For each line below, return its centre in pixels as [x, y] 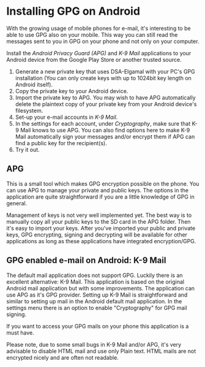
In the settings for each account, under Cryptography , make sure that [103, 123]
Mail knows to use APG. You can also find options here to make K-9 [105, 130]
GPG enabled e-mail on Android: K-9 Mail [86, 261]
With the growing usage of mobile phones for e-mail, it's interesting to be [99, 28]
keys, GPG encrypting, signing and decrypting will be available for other [97, 235]
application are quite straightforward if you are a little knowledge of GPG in [100, 197]
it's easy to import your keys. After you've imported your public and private [101, 228]
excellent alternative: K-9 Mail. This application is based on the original [95, 282]
